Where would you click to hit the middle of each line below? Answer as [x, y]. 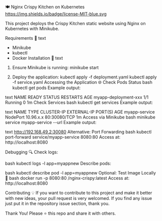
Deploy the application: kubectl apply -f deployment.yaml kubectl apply [84, 77]
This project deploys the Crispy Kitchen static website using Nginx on [75, 23]
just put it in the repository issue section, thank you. [57, 203]
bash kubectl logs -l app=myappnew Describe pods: [58, 163]
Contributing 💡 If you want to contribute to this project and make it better [79, 193]
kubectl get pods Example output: [46, 88]
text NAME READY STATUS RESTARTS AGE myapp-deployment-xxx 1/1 [77, 97]
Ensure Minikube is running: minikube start [55, 67]
